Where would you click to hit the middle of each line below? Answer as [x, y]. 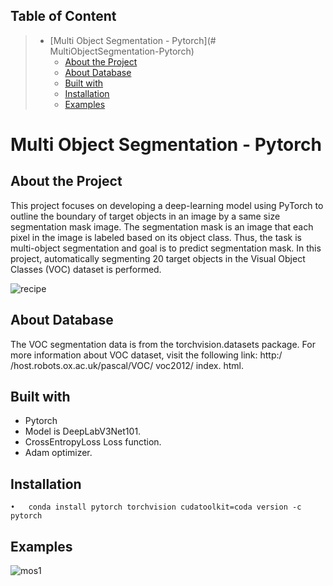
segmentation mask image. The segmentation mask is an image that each [162, 226]
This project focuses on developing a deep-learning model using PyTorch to [167, 205]
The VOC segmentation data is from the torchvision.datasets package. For [163, 344]
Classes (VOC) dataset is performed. [86, 269]
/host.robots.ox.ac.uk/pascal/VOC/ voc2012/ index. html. [127, 365]
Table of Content [63, 16]
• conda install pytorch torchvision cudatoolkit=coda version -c [156, 507]
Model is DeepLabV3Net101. [83, 431]
